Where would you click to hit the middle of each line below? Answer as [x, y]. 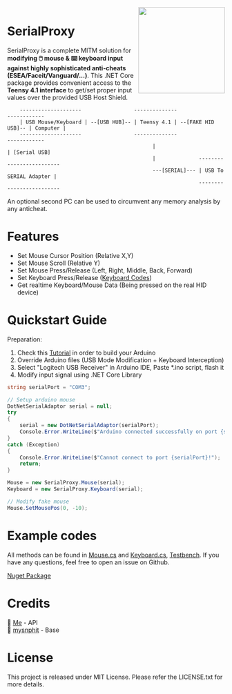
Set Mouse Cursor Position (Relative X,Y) [75, 255]
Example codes [52, 536]
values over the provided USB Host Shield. [68, 97]
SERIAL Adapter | [32, 176]
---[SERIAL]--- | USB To [188, 170]
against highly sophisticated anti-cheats [67, 68]
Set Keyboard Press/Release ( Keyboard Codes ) [84, 277]
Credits [29, 603]
